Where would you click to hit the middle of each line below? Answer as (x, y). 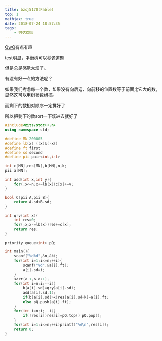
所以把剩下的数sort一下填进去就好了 (41, 116)
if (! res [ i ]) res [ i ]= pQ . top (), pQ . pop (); (62, 315)
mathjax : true (20, 19)
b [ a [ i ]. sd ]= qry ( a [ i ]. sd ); (49, 288)
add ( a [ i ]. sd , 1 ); (39, 293)
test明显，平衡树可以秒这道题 (35, 58)
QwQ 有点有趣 (19, 47)
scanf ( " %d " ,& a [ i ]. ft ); (46, 265)
